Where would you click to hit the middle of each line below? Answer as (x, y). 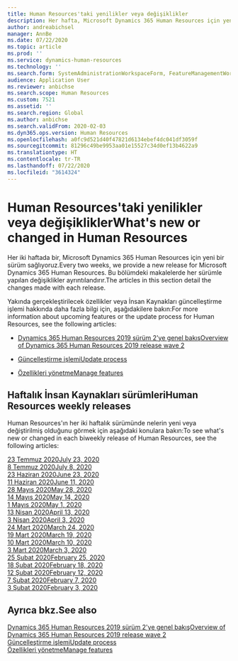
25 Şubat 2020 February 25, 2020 (56, 557)
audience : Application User (49, 80)
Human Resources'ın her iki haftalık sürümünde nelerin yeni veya (102, 423)
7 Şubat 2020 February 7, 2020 (52, 580)
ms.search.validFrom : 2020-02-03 (57, 126)
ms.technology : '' (34, 67)
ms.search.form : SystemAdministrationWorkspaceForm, (87, 73)
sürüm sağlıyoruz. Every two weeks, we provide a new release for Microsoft (117, 265)
